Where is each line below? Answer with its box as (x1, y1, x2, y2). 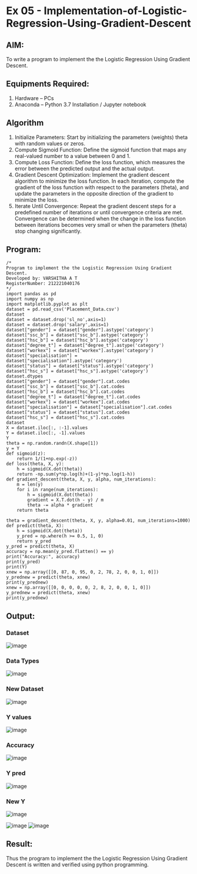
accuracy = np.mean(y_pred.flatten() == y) (6, 549, 115, 555)
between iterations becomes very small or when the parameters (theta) (14, 221, 188, 228)
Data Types (6, 657, 39, 665)
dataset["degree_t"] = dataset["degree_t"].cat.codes (6, 394, 141, 400)
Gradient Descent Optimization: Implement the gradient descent (14, 171, 170, 178)
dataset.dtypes (6, 373, 44, 379)
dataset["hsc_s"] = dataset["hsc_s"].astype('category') (6, 368, 149, 375)
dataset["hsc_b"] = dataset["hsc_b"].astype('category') (6, 337, 149, 343)
